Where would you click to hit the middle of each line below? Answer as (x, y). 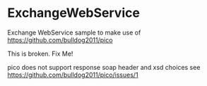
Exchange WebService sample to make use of (74, 32)
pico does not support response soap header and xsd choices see (104, 67)
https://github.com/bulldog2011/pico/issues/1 (73, 75)
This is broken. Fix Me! (40, 54)
